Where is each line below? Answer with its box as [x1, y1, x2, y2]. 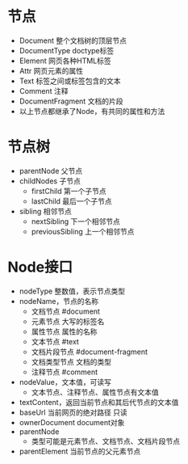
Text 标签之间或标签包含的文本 [19, 76, 122, 86]
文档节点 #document [31, 306, 100, 316]
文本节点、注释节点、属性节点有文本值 [31, 387, 159, 397]
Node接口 [7, 258, 73, 276]
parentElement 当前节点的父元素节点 [19, 446, 141, 456]
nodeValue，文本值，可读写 [19, 377, 112, 386]
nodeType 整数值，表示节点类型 [19, 286, 126, 296]
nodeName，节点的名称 [19, 296, 99, 306]
